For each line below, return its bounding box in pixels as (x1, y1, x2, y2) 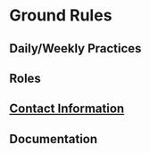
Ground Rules (9, 5, 112, 26)
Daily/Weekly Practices (9, 41, 142, 56)
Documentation (9, 131, 98, 147)
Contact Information (9, 101, 125, 117)
